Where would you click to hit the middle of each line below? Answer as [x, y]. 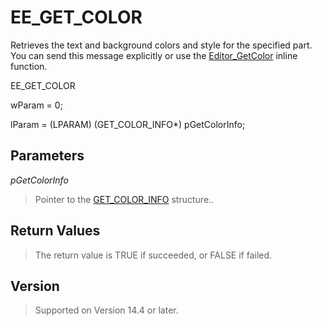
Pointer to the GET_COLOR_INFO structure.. [124, 199]
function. [29, 66]
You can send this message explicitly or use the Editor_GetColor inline [154, 55]
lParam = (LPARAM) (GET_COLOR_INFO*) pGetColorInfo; [128, 124]
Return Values [55, 231]
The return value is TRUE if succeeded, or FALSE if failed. [153, 255]
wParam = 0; [36, 105]
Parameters [47, 156]
